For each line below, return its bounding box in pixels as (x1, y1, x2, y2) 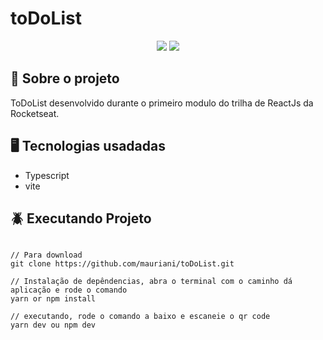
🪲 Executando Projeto (10, 210, 152, 227)
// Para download (10, 250, 83, 261)
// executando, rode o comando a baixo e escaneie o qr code (10, 312, 271, 322)
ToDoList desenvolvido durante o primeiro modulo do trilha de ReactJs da (10, 97, 314, 109)
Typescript (24, 169, 70, 181)
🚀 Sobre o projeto (10, 70, 120, 87)
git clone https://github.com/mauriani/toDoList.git (10, 259, 235, 269)
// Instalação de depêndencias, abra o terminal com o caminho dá (10, 277, 293, 287)
